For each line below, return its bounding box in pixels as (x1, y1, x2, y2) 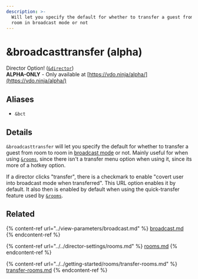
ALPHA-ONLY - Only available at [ (6, 71, 90, 78)
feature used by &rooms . (6, 192, 64, 199)
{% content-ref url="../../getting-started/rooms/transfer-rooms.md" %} (6, 260, 178, 267)
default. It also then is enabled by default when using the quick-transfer (6, 186, 180, 193)
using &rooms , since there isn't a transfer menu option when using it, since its (6, 155, 192, 163)
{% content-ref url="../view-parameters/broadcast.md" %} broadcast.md (6, 225, 184, 232)
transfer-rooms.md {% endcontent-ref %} (6, 267, 108, 274)
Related (6, 209, 35, 219)
